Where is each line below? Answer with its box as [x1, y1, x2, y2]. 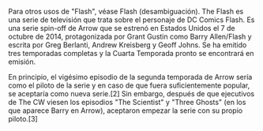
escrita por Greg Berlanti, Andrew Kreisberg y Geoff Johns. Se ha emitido [8, 40, 247, 50]
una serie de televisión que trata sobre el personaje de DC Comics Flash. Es [8, 15, 255, 24]
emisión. [8, 57, 36, 66]
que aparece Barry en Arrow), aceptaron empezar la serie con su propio [8, 106, 243, 115]
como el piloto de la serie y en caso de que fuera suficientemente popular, [8, 80, 250, 90]
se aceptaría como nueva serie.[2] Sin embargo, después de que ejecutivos [8, 89, 255, 98]
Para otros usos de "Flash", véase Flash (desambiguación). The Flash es [8, 7, 244, 16]
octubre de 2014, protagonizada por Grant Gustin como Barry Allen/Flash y [8, 32, 252, 41]
